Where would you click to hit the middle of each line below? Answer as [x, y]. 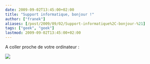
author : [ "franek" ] [25, 19]
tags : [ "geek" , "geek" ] [30, 28]
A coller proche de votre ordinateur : [42, 47]
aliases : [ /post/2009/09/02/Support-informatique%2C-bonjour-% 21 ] [75, 24]
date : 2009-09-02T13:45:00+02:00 [40, 10]
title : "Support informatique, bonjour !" [50, 14]
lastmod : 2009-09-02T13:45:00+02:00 [43, 33]
